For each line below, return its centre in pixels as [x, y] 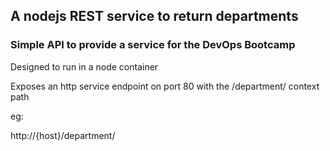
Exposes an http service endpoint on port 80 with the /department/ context [165, 86]
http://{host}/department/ [63, 135]
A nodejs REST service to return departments [154, 16]
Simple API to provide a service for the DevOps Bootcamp [153, 45]
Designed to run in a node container [84, 66]
